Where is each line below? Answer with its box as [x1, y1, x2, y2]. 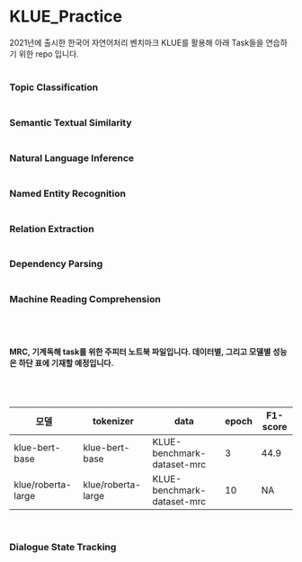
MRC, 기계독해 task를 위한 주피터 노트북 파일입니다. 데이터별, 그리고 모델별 [9, 346, 271, 357]
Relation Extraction [9, 222, 94, 235]
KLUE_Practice [9, 6, 123, 27]
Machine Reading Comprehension [9, 293, 162, 306]
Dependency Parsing [9, 258, 103, 271]
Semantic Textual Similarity [9, 116, 132, 129]
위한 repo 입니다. [18, 48, 79, 59]
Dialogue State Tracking [9, 540, 117, 553]
